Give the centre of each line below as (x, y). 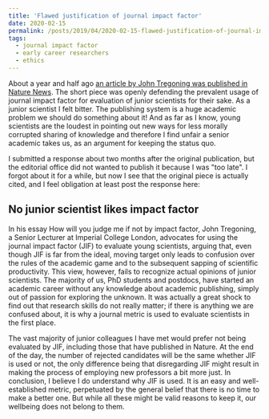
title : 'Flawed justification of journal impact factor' (105, 16)
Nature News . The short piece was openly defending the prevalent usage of (133, 92)
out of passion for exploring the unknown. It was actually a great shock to (130, 297)
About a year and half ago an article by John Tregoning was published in (128, 83)
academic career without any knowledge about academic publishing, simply (134, 288)
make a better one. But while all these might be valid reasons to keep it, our (132, 397)
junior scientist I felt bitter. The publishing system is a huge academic (122, 108)
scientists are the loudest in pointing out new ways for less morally (118, 126)
